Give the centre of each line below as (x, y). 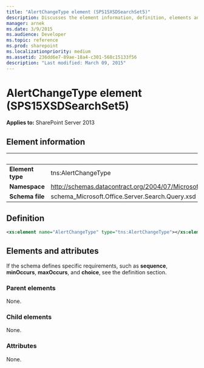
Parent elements (31, 288)
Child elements (29, 317)
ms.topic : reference (32, 40)
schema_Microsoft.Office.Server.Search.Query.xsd (123, 196)
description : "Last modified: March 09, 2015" (66, 63)
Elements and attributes (53, 251)
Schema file (27, 196)
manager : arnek (25, 23)
